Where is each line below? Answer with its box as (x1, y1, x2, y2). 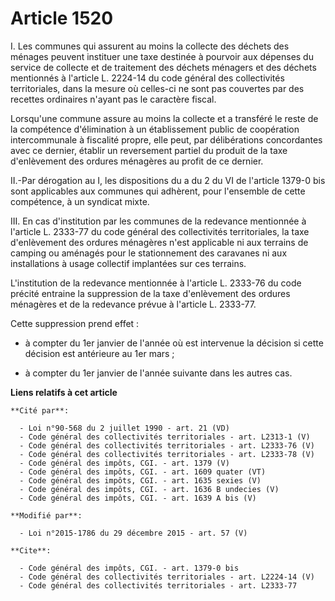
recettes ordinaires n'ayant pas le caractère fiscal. (10, 93, 217, 105)
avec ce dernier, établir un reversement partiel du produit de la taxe (10, 144, 288, 156)
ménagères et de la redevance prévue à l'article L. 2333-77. (10, 298, 257, 310)
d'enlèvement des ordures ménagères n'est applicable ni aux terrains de (10, 236, 309, 248)
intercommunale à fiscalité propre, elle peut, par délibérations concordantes (10, 133, 323, 146)
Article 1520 (10, 7, 114, 30)
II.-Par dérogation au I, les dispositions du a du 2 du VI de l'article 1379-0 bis (10, 174, 326, 186)
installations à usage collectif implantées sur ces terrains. (10, 257, 247, 269)
